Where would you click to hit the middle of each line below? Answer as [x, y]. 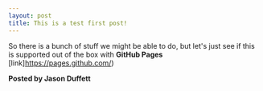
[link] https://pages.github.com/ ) [61, 63]
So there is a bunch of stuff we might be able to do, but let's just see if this [131, 45]
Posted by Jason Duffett [49, 78]
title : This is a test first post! [68, 23]
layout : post [30, 16]
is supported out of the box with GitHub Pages [86, 54]
